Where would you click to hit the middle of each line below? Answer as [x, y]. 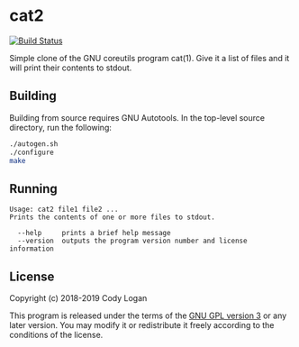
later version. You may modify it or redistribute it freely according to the [142, 325]
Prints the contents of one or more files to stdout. [113, 217]
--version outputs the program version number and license [132, 241]
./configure [32, 152]
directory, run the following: [61, 127]
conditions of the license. [56, 335]
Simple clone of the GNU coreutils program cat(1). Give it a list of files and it [149, 58]
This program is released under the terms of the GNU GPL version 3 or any [148, 315]
